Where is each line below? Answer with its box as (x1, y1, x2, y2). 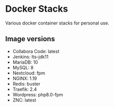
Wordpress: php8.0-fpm (12, 91, 63, 97)
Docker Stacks (5, 3, 68, 15)
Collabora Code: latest (12, 48, 60, 54)
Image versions (5, 35, 55, 43)
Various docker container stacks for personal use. (5, 20, 109, 26)
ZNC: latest (12, 97, 36, 103)
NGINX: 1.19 (12, 75, 37, 82)
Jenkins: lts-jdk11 (12, 53, 49, 60)
